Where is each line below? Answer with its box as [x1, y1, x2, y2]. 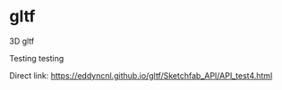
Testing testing [9, 53, 64, 63]
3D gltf [9, 36, 35, 46]
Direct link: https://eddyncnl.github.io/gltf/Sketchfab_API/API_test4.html [9, 70, 273, 81]
